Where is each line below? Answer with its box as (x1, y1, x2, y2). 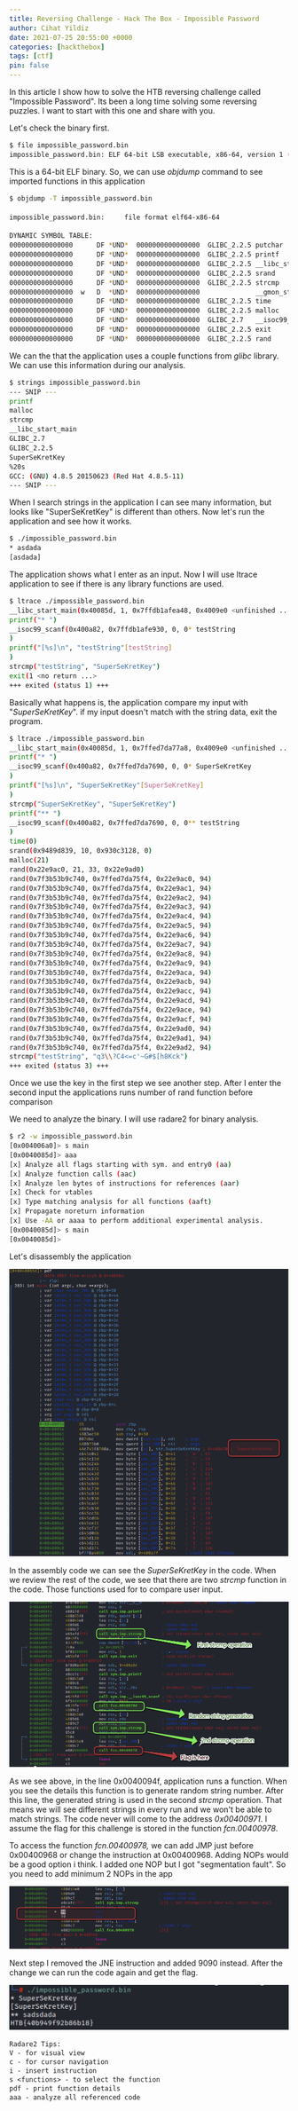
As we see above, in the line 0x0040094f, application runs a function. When (9, 1776, 288, 1787)
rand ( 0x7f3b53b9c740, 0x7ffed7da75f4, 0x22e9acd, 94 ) (9, 996, 213, 1005)
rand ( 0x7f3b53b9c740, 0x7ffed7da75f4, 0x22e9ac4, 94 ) (9, 912, 213, 921)
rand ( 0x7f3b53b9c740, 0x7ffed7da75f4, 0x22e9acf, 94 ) (9, 1014, 213, 1024)
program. (9, 715, 43, 727)
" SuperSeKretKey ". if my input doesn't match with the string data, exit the (9, 706, 278, 717)
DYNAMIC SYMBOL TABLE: (9, 232, 93, 240)
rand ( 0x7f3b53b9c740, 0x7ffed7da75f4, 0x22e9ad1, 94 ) (9, 1034, 213, 1043)
